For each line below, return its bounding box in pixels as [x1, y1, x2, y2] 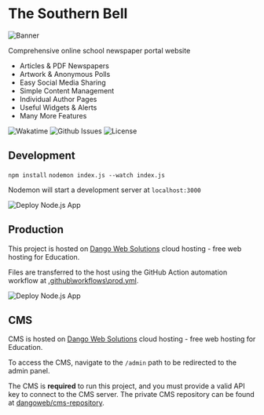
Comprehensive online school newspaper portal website [8, 46, 191, 55]
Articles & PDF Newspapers [19, 60, 110, 71]
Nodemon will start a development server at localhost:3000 [8, 185, 202, 195]
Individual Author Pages [19, 94, 97, 104]
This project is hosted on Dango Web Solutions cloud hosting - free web [8, 244, 242, 253]
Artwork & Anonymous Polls [19, 69, 111, 78]
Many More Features [19, 111, 87, 120]
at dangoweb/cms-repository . [8, 398, 104, 408]
